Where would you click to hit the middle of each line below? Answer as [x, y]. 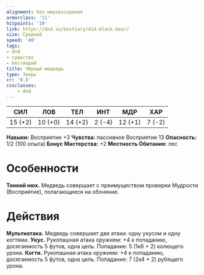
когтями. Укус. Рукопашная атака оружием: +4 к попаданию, [87, 240]
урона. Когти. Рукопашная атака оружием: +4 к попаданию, [85, 252]
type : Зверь [21, 74]
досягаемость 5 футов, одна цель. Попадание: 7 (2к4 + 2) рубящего [95, 259]
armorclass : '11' [28, 18]
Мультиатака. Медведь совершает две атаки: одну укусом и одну [93, 233]
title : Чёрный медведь [35, 69]
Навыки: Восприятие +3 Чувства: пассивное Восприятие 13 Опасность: [101, 137]
